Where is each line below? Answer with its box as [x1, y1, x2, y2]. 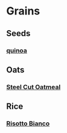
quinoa [6, 46, 27, 55]
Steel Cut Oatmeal [6, 82, 61, 91]
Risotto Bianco [6, 119, 50, 128]
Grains [6, 4, 40, 18]
